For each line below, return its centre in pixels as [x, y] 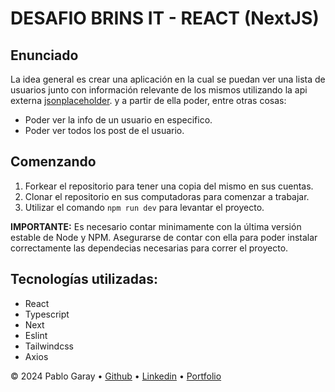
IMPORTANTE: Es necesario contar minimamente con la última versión [156, 226]
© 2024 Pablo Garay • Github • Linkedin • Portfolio [116, 376]
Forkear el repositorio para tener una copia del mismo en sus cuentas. [169, 186]
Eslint [36, 335]
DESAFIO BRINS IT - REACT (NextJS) [165, 18]
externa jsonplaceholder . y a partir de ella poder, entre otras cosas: [148, 100]
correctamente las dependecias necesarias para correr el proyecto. [149, 248]
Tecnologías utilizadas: [84, 279]
